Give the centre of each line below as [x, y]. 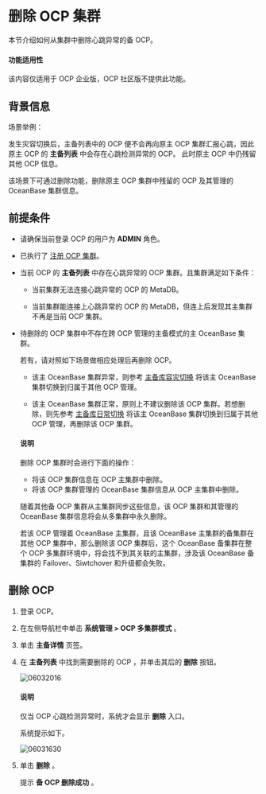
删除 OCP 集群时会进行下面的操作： [78, 462]
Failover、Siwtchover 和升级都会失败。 [106, 562]
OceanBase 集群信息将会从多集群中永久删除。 [95, 516]
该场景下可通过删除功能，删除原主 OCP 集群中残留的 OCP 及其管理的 [121, 181]
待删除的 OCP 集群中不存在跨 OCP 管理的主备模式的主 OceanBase [128, 333]
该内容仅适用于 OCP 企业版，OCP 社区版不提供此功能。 [99, 79]
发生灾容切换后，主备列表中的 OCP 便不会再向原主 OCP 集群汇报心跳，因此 [131, 143]
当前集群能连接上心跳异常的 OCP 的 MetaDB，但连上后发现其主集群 [142, 306]
